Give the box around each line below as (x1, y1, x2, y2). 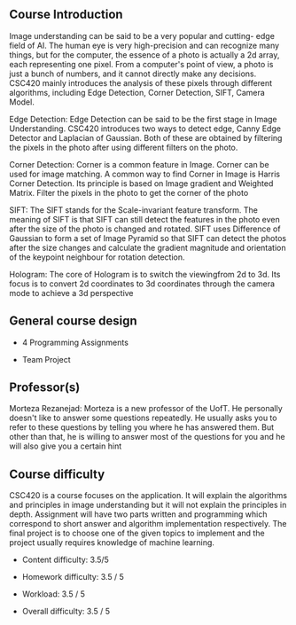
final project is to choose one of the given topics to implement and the (9, 527, 265, 539)
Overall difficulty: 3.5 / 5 (21, 606, 111, 617)
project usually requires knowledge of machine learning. (9, 537, 215, 548)
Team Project (21, 354, 71, 364)
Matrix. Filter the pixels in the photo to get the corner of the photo (9, 187, 249, 198)
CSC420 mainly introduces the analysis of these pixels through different (9, 77, 273, 88)
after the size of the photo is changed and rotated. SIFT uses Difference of (9, 223, 281, 234)
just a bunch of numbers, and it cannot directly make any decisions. (9, 68, 257, 79)
